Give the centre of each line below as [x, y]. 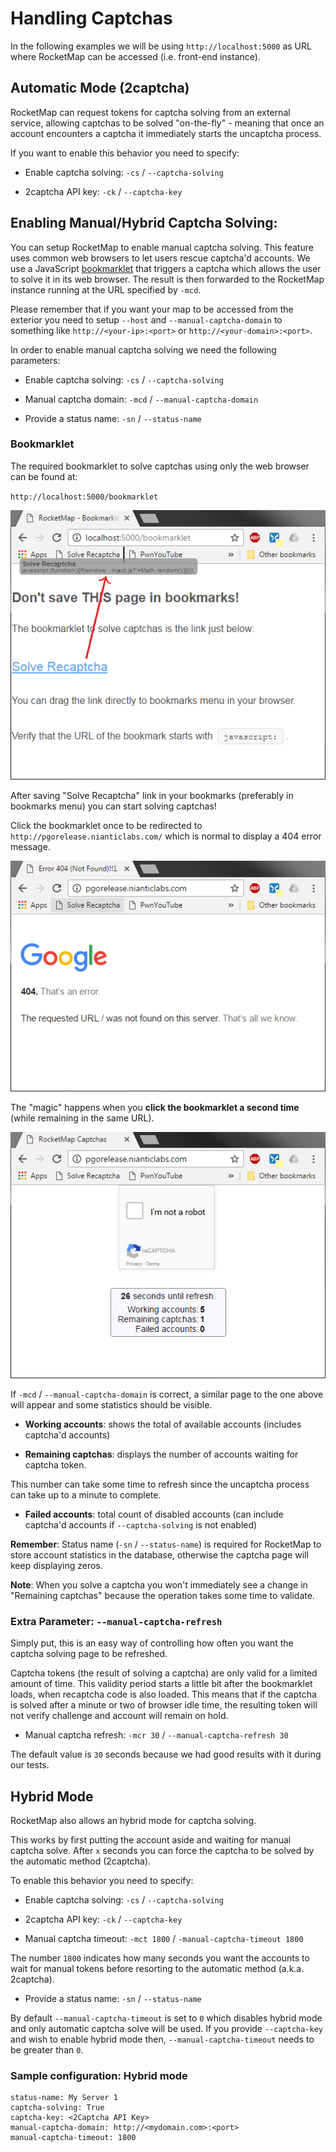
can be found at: [44, 476]
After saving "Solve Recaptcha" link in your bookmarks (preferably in [152, 795]
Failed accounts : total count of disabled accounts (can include [154, 1514]
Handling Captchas [91, 18]
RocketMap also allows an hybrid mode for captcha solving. [133, 1821]
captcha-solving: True [57, 2108]
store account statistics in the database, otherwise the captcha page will [159, 1555]
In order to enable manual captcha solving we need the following [143, 349]
